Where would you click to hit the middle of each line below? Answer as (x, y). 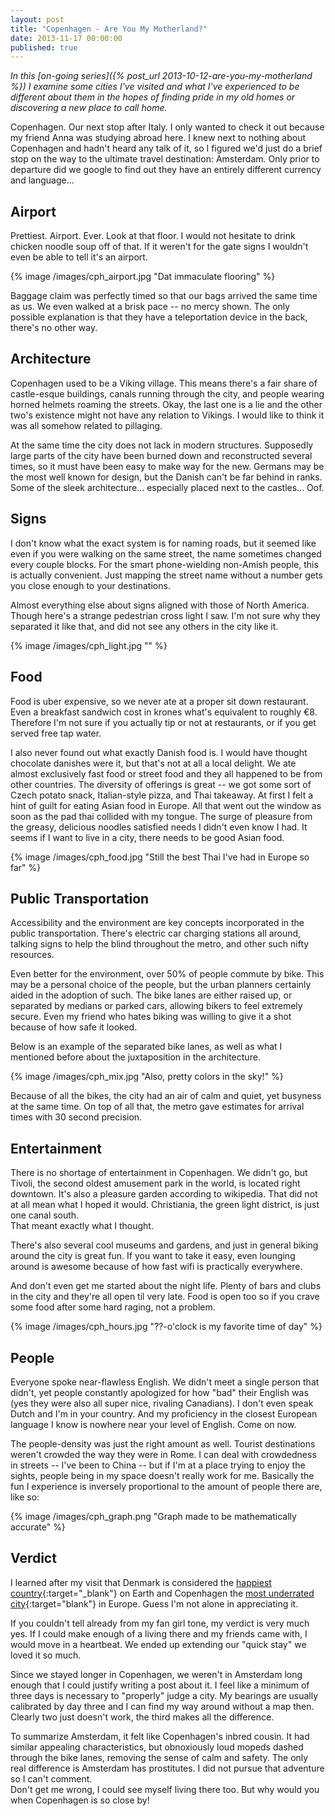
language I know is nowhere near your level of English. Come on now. (153, 1424)
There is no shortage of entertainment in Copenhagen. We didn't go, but (159, 1173)
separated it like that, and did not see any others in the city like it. (144, 626)
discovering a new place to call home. (89, 108)
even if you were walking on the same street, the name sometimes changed (166, 553)
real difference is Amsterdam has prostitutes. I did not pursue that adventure (167, 1768)
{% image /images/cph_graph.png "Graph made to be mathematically (153, 1516)
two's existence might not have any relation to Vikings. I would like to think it (167, 415)
